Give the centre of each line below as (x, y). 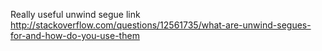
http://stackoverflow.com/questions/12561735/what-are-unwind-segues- (161, 25)
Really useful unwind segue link (75, 14)
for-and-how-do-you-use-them (75, 35)
